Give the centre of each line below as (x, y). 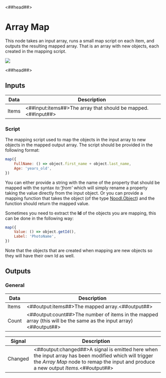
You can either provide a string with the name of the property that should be (83, 182)
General (15, 285)
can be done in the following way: (40, 218)
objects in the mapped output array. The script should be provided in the (79, 145)
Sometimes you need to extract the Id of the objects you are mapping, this (81, 213)
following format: (22, 150)
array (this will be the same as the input (72, 321)
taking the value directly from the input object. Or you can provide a (74, 193)
